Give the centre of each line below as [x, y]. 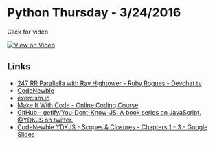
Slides [26, 134]
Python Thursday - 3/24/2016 [94, 13]
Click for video [28, 32]
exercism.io [33, 98]
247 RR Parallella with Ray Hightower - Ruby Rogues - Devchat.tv [110, 83]
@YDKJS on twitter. [45, 120]
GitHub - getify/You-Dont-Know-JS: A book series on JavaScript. [109, 112]
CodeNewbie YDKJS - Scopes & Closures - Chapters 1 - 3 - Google [112, 127]
